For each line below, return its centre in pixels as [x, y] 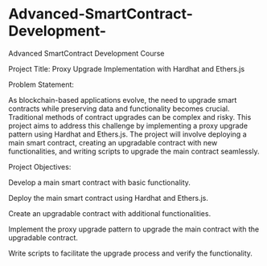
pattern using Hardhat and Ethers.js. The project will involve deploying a [127, 134]
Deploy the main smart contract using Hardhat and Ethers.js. [109, 198]
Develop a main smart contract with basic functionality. [100, 182]
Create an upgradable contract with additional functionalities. [110, 213]
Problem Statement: [41, 84]
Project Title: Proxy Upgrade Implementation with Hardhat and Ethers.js [127, 68]
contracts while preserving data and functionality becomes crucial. [119, 108]
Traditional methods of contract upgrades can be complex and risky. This [130, 117]
